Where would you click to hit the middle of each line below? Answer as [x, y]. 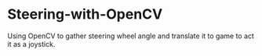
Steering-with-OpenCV [85, 14]
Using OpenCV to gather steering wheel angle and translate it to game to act [131, 36]
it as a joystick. [31, 44]
